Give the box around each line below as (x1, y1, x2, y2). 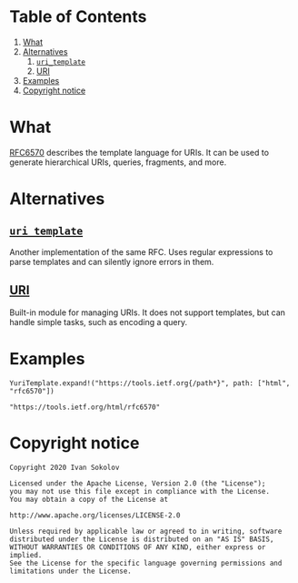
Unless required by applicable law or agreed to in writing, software (9, 527, 283, 536)
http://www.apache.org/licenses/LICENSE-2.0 (9, 510, 181, 520)
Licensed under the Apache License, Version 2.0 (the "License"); (9, 478, 266, 488)
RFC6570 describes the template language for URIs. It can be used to (9, 147, 270, 158)
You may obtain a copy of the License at (9, 495, 169, 504)
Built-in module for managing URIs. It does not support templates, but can (9, 307, 286, 318)
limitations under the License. (9, 567, 132, 576)
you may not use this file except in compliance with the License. (9, 486, 271, 496)
